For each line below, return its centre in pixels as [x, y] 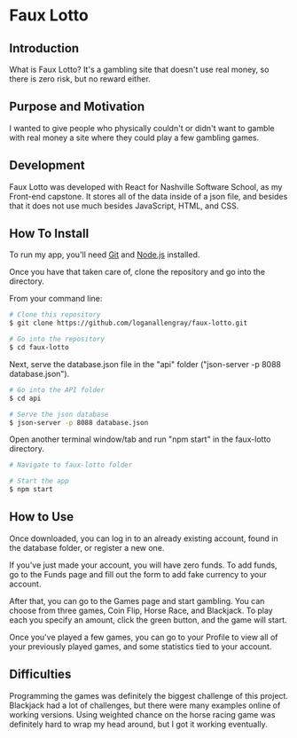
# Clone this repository [55, 315]
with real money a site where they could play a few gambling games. [134, 137]
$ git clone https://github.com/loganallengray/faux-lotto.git [129, 323]
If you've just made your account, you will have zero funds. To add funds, [143, 565]
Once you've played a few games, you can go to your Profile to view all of [144, 637]
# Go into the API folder [57, 390]
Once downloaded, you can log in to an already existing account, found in [144, 538]
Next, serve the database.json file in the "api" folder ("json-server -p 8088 [145, 364]
